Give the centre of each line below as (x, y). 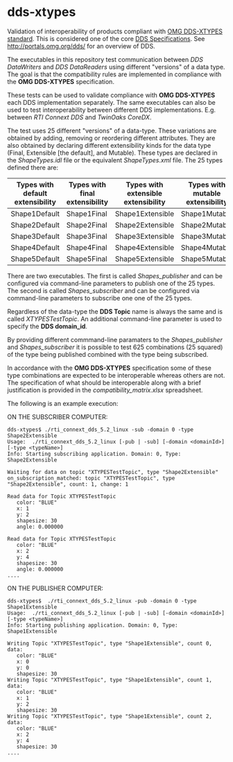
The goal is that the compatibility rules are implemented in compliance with (114, 74)
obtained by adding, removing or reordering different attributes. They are (111, 138)
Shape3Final (87, 236)
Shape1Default (35, 214)
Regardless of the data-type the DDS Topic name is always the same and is (115, 311)
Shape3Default (35, 236)
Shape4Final (87, 247)
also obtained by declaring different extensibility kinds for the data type (109, 145)
